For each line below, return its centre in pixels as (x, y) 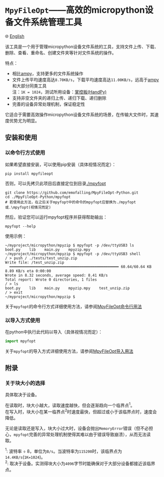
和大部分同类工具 (29, 86)
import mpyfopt (20, 341)
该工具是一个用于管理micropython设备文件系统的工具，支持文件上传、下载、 (82, 47)
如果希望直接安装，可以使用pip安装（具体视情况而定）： (61, 164)
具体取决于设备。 (22, 395)
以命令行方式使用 (25, 153)
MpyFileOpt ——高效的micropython (75, 10)
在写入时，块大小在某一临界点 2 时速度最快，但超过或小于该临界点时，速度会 (81, 411)
